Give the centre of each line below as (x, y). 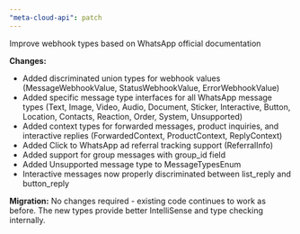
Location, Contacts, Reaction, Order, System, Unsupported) (132, 116)
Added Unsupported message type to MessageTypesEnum (132, 164)
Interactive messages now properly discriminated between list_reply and (157, 174)
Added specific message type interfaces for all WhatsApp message (147, 97)
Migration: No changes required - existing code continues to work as (138, 201)
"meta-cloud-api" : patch (56, 18)
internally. (28, 220)
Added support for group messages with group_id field (124, 155)
